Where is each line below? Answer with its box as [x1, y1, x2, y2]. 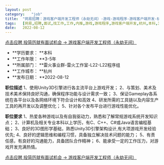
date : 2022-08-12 [5, 25, 45, 30]
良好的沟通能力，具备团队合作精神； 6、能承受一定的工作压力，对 [21, 138, 155, 144]
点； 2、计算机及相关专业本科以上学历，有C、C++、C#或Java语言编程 [5, 119, 147, 125]
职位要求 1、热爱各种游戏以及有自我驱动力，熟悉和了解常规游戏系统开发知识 [5, 114, 158, 119]
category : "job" [5, 12, 42, 17]
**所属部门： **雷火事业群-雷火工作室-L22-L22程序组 [12, 62, 121, 68]
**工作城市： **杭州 [12, 68, 52, 74]
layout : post [5, 7, 32, 12]
